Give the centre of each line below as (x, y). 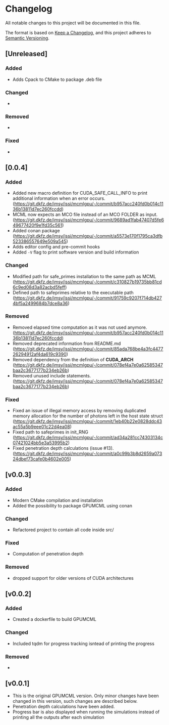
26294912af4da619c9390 (39, 354)
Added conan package (36, 231)
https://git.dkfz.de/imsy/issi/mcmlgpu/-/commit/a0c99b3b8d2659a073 (88, 454)
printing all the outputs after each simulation (58, 717)
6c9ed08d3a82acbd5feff (39, 287)
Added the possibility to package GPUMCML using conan (72, 505)
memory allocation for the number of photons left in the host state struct (88, 416)
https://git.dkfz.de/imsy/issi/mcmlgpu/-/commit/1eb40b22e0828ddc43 (88, 421)
